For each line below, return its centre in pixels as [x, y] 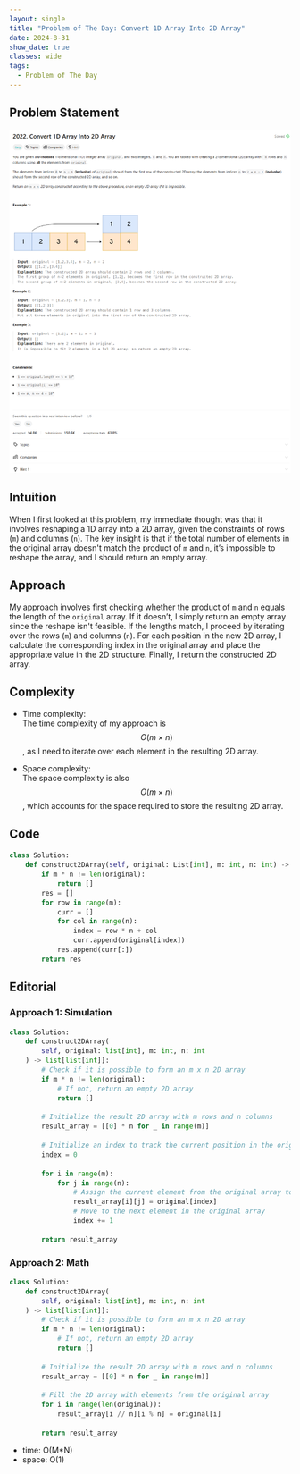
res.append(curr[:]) [95, 950]
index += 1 [93, 1221]
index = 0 [59, 1154]
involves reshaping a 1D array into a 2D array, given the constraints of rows [147, 528]
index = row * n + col [115, 931]
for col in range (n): [97, 922]
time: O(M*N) [47, 1450]
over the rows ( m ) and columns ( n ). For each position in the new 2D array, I [146, 636]
